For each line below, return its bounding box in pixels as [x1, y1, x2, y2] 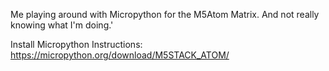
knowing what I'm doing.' [10, 19, 114, 31]
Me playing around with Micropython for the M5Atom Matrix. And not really [10, 9, 320, 20]
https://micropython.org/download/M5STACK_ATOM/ [10, 49, 230, 61]
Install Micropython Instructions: [10, 39, 143, 50]
